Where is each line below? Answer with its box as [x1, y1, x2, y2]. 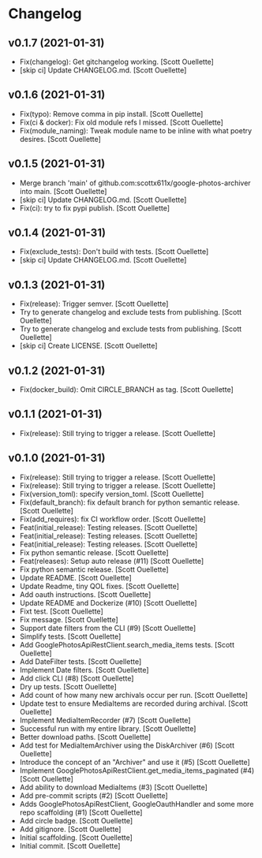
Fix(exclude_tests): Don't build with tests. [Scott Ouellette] [19, 247, 209, 256]
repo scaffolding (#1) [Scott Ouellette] [19, 808, 143, 817]
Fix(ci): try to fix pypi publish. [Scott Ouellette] [19, 203, 170, 213]
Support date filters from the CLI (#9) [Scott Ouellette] [19, 623, 196, 632]
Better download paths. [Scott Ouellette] [19, 732, 152, 741]
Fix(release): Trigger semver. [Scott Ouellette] [19, 299, 169, 308]
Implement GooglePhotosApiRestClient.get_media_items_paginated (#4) [19, 766, 255, 775]
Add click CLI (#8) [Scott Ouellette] [19, 673, 134, 683]
